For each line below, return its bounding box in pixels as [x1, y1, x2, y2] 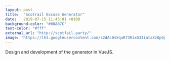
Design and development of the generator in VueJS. [5, 48, 114, 55]
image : [5, 35, 19, 40]
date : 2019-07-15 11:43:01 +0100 [5, 16, 80, 21]
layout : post [5, 7, 33, 12]
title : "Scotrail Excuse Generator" [5, 12, 85, 17]
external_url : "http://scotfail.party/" [5, 30, 92, 35]
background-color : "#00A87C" [5, 21, 67, 26]
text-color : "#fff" [5, 26, 47, 31]
